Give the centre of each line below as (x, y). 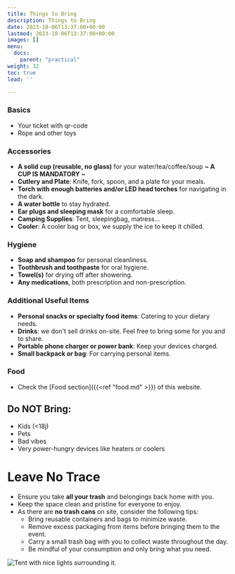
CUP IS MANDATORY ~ (51, 174)
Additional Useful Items (48, 301)
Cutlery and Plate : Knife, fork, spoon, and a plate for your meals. (112, 181)
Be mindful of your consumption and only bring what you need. (120, 549)
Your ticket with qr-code (52, 125)
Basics (19, 110)
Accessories (29, 151)
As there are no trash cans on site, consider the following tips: (108, 511)
